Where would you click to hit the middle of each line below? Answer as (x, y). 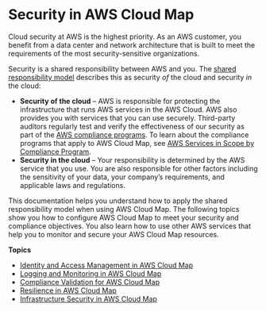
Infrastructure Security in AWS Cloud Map (88, 298)
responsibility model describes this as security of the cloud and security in (130, 77)
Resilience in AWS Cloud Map (68, 290)
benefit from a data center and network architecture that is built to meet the (132, 44)
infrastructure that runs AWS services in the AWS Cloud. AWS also (128, 109)
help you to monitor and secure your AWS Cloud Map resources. (114, 234)
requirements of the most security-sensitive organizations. (104, 53)
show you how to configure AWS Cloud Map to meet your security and (123, 217)
